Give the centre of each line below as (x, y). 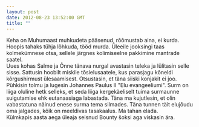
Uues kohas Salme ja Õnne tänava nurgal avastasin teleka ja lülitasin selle (98, 66)
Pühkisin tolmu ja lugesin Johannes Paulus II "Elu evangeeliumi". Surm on (97, 85)
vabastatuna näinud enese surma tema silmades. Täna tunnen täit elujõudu (100, 105)
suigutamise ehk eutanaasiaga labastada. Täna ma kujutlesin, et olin (91, 98)
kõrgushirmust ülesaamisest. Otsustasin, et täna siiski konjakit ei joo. (92, 79)
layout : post (23, 12)
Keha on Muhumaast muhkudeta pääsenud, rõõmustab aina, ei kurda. (93, 41)
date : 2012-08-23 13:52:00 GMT (46, 18)
